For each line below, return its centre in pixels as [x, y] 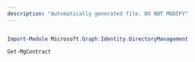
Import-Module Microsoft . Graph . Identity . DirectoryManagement [98, 39]
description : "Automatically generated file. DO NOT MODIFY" [98, 14]
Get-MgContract [29, 52]
